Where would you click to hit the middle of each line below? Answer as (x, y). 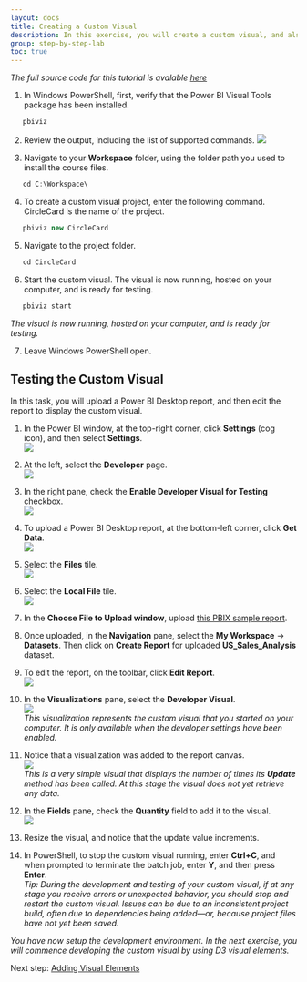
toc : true (29, 52)
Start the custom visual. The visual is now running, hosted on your (148, 280)
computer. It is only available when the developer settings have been (153, 728)
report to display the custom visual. (77, 411)
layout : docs (35, 18)
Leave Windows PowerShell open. (87, 351)
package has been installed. (77, 105)
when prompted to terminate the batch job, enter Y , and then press (149, 865)
